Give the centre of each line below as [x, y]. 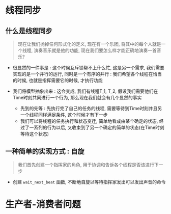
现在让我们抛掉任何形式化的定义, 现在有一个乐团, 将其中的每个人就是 [89, 44]
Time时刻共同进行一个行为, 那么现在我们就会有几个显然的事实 [77, 98]
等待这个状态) [35, 134]
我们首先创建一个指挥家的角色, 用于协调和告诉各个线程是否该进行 [86, 165]
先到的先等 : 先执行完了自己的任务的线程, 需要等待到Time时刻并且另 [91, 108]
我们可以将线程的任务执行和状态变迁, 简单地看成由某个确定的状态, [89, 121]
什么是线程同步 [29, 31]
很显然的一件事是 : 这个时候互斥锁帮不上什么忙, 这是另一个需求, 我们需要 [88, 68]
